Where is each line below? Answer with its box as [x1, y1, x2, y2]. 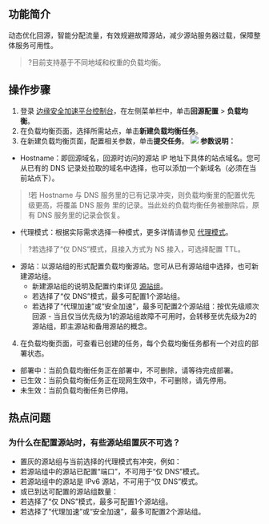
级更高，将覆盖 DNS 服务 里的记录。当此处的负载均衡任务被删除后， [27, 200, 253, 210]
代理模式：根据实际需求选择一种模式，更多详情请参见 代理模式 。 [19, 227, 233, 236]
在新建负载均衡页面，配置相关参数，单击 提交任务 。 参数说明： [19, 135, 236, 146]
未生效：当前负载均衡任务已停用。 [19, 385, 133, 395]
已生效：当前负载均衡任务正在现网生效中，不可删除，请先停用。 [19, 375, 231, 385]
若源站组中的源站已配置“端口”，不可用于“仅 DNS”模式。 [19, 467, 204, 477]
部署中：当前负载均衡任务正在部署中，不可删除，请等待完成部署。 [19, 365, 238, 375]
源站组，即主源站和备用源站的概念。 [31, 321, 152, 331]
